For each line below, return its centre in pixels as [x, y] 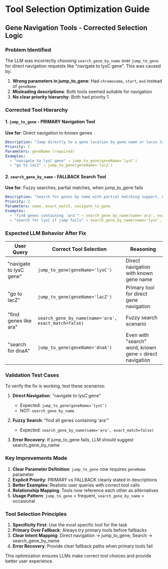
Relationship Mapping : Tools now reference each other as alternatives [85, 490]
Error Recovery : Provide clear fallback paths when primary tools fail [82, 546]
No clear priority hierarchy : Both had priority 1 [60, 97]
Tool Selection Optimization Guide [77, 9]
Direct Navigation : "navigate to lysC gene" [56, 396]
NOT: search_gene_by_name [47, 411]
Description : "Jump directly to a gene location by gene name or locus [81, 142]
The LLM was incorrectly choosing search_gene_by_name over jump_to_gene [82, 61]
